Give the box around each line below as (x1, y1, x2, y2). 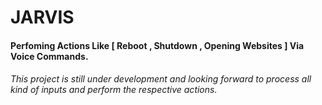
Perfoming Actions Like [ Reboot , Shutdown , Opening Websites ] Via (10, 39, 305, 51)
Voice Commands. (10, 50, 89, 62)
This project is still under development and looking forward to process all (10, 73, 312, 85)
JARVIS (10, 6, 75, 29)
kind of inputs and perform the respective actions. (10, 84, 218, 96)
